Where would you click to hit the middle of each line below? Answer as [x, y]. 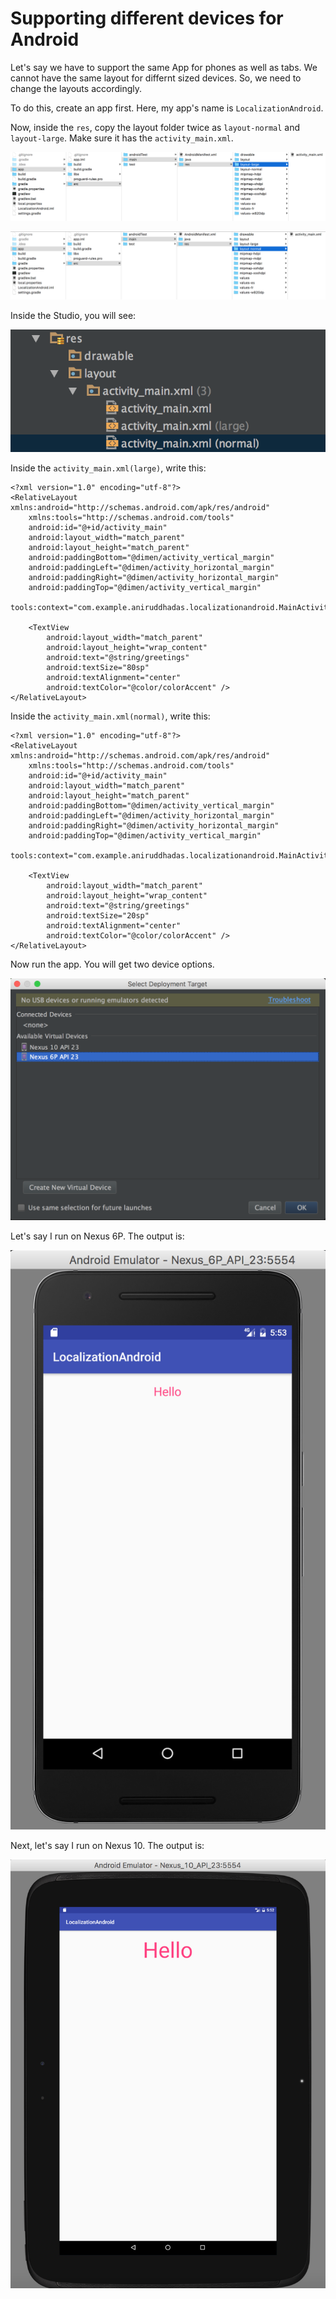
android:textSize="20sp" [98, 915]
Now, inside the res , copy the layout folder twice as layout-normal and [155, 127]
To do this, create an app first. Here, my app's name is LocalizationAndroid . [167, 108]
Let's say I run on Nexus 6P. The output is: [97, 1236]
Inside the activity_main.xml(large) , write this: [108, 468]
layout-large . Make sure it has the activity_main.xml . [122, 138]
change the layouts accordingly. [76, 88]
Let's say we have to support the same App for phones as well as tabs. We [164, 67]
